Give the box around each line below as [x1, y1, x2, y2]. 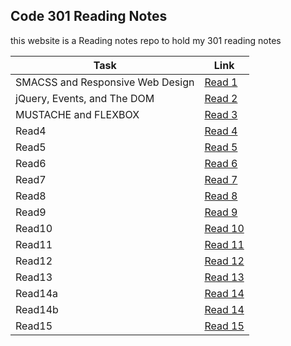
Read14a [15, 286, 59, 300]
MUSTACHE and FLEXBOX [15, 107, 140, 121]
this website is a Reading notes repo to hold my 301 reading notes [10, 34, 282, 46]
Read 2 [204, 91, 238, 105]
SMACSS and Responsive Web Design [15, 75, 195, 89]
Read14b [15, 302, 59, 316]
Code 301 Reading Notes [10, 8, 168, 25]
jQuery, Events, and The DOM [15, 91, 155, 105]
